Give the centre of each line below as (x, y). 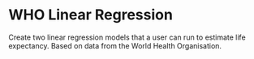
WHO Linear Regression (90, 15)
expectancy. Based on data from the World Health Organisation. (115, 45)
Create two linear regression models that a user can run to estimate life (127, 37)
